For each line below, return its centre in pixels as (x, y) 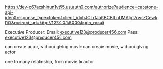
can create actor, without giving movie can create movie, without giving (77, 47)
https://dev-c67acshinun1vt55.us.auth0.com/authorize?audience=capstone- (82, 7)
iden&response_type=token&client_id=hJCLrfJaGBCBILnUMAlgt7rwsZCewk (81, 17)
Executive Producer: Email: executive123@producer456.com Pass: (72, 32)
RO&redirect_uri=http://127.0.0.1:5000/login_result (55, 23)
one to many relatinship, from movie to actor (50, 61)
